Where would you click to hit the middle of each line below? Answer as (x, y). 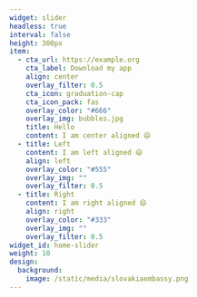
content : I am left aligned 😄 (84, 152)
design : (24, 262)
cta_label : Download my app (79, 69)
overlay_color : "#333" (69, 220)
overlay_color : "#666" (69, 110)
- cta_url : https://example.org (79, 60)
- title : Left (44, 144)
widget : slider (38, 18)
